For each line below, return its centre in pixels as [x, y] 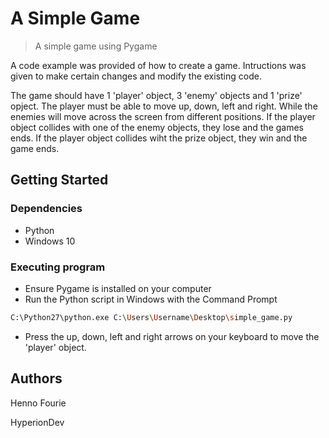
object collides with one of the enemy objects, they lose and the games [157, 127]
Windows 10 [50, 241]
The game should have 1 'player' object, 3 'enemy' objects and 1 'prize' [156, 95]
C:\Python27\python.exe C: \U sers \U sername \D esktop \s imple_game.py [151, 317]
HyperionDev [37, 422]
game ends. [35, 148]
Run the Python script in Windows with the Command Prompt [151, 299]
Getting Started [59, 180]
